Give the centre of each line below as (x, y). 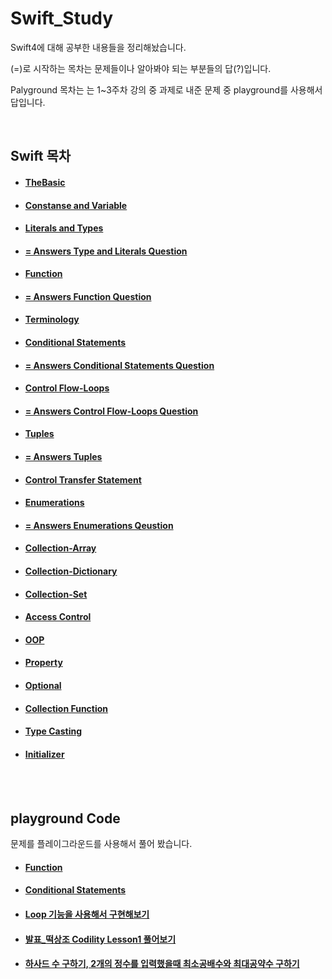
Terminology (52, 319)
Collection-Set (56, 594)
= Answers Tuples (63, 457)
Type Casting (53, 731)
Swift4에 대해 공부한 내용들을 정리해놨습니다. (98, 47)
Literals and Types (64, 228)
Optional (43, 685)
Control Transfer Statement (83, 479)
